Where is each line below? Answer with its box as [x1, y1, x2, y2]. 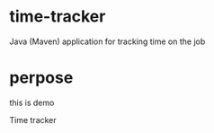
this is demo [9, 97, 55, 108]
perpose [9, 67, 74, 88]
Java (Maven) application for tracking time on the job [9, 36, 206, 47]
